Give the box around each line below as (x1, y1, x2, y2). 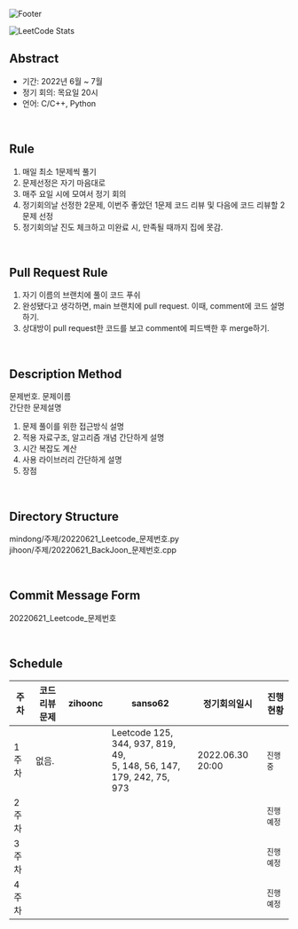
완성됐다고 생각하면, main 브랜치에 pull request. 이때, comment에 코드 (21, 301, 269, 311)
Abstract (9, 51, 59, 67)
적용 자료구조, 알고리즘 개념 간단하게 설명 (21, 432, 165, 443)
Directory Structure (9, 508, 120, 524)
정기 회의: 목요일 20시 (21, 87, 99, 98)
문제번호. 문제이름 (9, 391, 72, 402)
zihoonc (67, 697, 104, 709)
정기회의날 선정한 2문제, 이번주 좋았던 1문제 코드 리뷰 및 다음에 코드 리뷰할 (21, 200, 278, 210)
